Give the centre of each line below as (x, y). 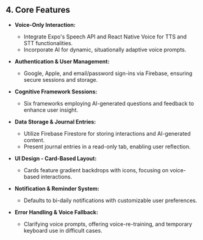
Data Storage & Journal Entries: (55, 122)
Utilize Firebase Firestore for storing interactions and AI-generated (107, 133)
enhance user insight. (51, 110)
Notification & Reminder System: (57, 188)
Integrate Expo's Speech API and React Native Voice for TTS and (105, 37)
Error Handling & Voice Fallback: (56, 212)
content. (34, 140)
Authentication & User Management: (62, 61)
